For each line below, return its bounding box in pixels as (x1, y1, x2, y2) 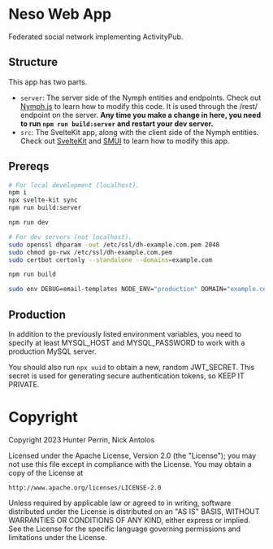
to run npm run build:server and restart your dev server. (19, 119, 214, 129)
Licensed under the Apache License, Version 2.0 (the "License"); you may (8, 451, 257, 460)
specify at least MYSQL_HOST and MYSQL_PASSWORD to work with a (8, 338, 245, 347)
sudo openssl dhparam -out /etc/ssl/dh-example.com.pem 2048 (8, 241, 220, 249)
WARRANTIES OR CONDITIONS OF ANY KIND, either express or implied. (8, 515, 250, 525)
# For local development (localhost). (8, 181, 140, 190)
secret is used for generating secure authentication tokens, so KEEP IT (8, 371, 245, 381)
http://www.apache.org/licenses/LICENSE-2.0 (8, 483, 162, 492)
